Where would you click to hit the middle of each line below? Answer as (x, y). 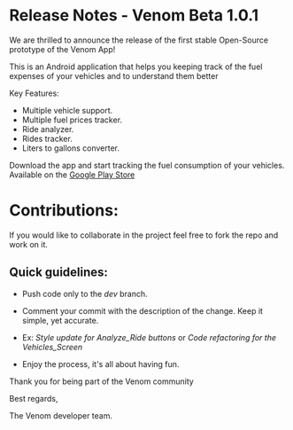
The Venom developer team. (61, 415)
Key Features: (34, 93)
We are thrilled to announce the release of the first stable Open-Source (139, 40)
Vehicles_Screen (52, 347)
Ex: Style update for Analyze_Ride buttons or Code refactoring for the (149, 337)
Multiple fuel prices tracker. (72, 120)
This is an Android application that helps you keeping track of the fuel (136, 66)
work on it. (29, 244)
